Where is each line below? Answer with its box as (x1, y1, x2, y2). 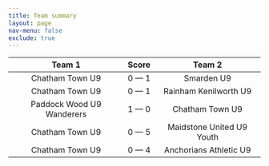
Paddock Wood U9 (30, 99, 102, 110)
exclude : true (8, 34, 56, 42)
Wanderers (45, 109, 87, 120)
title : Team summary (8, 11, 78, 20)
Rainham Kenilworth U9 (163, 85, 252, 97)
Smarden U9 (183, 73, 232, 84)
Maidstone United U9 (167, 121, 248, 132)
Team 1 (51, 59, 82, 70)
